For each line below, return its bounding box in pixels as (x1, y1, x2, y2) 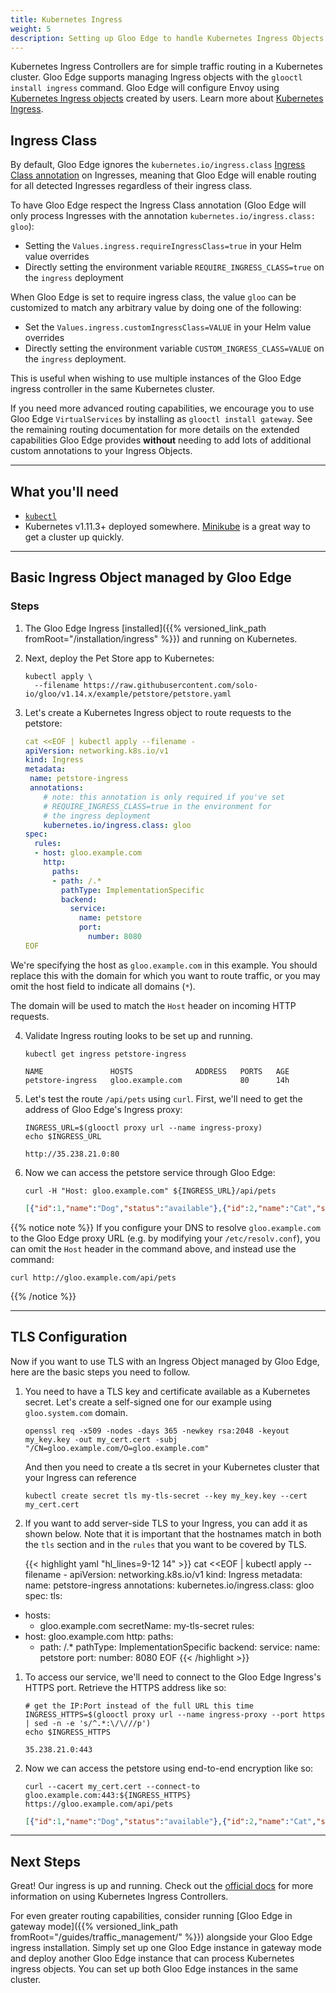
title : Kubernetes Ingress (10, 14, 123, 25)
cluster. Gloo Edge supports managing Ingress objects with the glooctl (10, 71, 303, 83)
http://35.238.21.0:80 (24, 1149, 120, 1159)
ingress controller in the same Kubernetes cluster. (10, 383, 216, 395)
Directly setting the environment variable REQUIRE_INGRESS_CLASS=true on (24, 261, 325, 273)
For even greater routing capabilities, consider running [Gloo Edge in (10, 1910, 293, 1922)
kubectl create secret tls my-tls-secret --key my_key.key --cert (24, 1491, 308, 1501)
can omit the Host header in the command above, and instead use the (10, 1242, 297, 1255)
